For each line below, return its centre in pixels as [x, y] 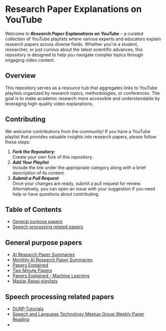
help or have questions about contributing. [56, 194]
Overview [21, 76]
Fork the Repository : [34, 152]
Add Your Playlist [31, 162]
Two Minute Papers [32, 271]
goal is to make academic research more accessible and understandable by [83, 98]
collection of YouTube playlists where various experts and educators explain [83, 39]
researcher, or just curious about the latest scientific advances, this [74, 49]
